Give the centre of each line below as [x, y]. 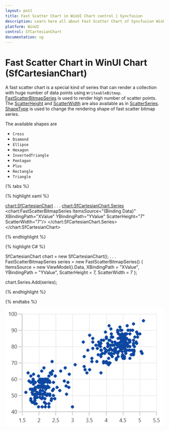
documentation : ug [24, 37]
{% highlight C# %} [25, 246]
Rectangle [23, 171]
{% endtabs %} [21, 302]
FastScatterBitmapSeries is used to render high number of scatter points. [81, 98]
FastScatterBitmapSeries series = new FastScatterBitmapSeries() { [74, 261]
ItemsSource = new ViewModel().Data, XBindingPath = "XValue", [72, 267]
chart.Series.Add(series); [31, 282]
